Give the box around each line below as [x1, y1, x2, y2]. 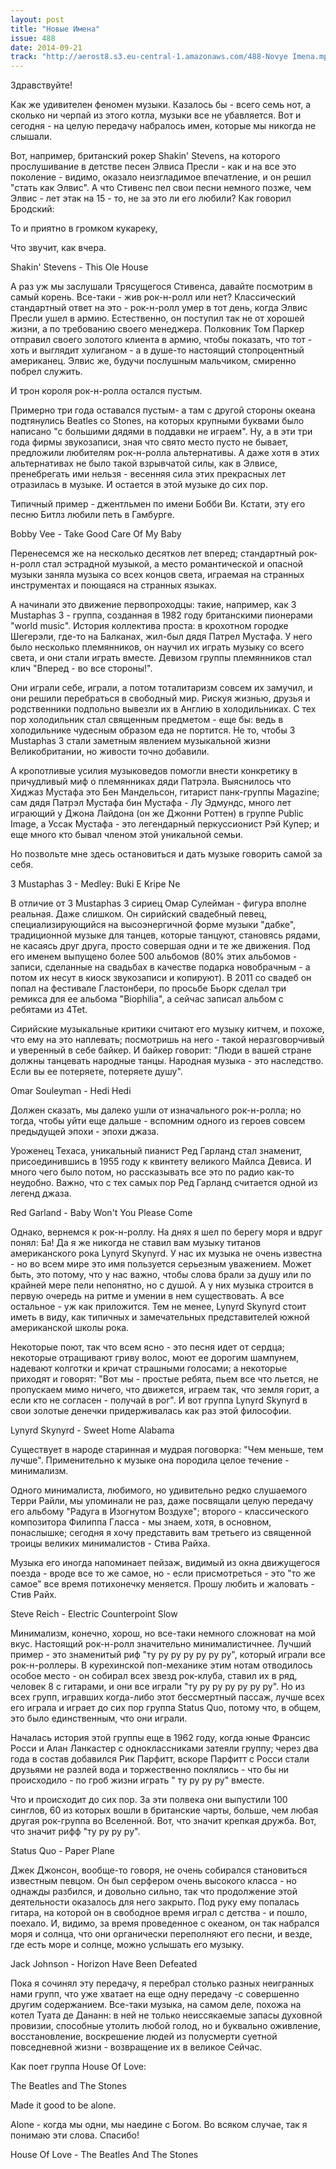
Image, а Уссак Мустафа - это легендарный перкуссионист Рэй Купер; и [10, 818, 320, 830]
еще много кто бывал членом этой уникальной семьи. [10, 829, 244, 841]
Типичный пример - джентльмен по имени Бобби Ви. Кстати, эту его [10, 498, 306, 510]
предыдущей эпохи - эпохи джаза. [10, 1126, 160, 1138]
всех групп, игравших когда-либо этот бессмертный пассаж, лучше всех [10, 1691, 325, 1703]
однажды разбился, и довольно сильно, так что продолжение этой [10, 1886, 298, 1898]
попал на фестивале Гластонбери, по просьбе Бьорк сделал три [10, 982, 287, 995]
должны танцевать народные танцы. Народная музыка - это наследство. [10, 1055, 324, 1067]
